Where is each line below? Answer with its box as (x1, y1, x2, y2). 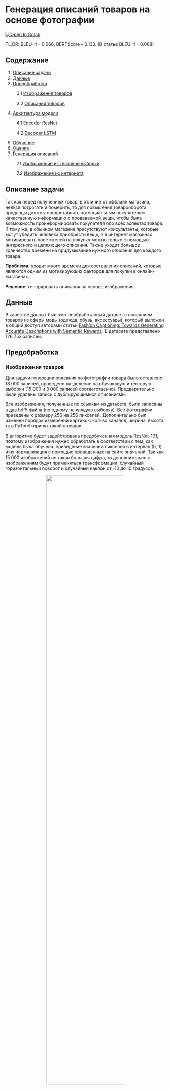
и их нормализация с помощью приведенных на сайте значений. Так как (5, 449, 164, 455)
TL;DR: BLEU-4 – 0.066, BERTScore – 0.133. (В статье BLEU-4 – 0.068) (5, 41, 154, 47)
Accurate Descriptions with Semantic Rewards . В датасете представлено (5, 328, 160, 334)
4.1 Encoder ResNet (16, 120, 57, 126)
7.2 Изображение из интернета (16, 170, 84, 176)
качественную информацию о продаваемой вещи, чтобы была (5, 215, 142, 221)
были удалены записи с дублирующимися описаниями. (5, 391, 126, 397)
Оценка (12, 145, 29, 151)
